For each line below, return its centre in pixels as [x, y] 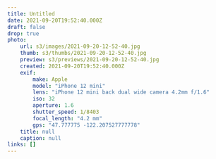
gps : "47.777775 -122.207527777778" [86, 125]
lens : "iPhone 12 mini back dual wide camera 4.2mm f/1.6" [121, 92]
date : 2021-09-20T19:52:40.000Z [55, 20]
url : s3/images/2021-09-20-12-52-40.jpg [80, 46]
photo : [17, 40]
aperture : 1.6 [53, 106]
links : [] [22, 145]
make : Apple [50, 79]
